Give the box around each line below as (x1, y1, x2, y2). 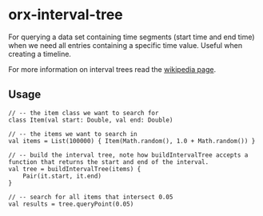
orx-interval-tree (8, 6, 124, 24)
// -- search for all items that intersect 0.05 (8, 193, 173, 201)
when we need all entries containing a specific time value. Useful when (8, 40, 242, 50)
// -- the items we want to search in (8, 130, 137, 138)
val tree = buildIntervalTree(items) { (8, 165, 141, 173)
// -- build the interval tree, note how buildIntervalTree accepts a (8, 150, 249, 159)
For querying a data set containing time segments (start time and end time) (8, 32, 255, 42)
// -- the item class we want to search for (8, 109, 159, 117)
